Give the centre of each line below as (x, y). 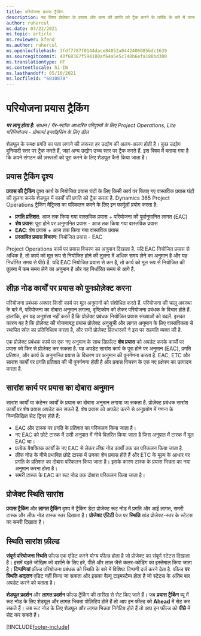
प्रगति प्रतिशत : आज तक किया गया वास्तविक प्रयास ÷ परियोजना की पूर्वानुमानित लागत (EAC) (101, 216)
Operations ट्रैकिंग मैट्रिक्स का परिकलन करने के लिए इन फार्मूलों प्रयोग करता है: (82, 204)
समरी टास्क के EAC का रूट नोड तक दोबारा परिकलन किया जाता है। (80, 475)
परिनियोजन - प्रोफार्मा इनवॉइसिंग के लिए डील (48, 132)
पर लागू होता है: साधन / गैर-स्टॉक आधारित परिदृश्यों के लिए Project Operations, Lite (91, 125)
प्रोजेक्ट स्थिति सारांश (35, 494)
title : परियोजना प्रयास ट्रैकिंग (35, 12)
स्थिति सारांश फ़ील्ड (33, 541)
